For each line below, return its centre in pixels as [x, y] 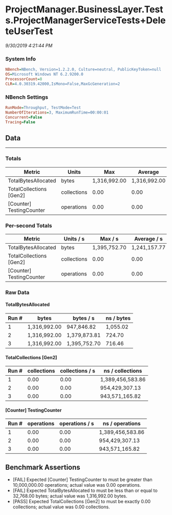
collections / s [78, 371]
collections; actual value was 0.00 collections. [61, 507]
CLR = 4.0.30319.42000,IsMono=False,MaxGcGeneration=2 [63, 84]
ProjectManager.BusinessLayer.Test [84, 10]
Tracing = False [20, 122]
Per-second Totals [29, 226]
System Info [21, 59]
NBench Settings [27, 97]
